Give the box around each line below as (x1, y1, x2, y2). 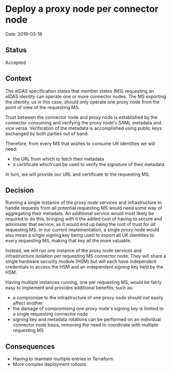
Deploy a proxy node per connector (5, 3, 159, 15)
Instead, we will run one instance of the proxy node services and (5, 247, 142, 254)
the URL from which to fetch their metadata (12, 156, 104, 162)
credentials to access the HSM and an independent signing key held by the (5, 264, 164, 270)
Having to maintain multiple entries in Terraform (12, 356, 114, 362)
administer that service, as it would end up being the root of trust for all (5, 221, 156, 228)
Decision (5, 185, 34, 195)
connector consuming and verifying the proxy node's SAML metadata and (5, 119, 161, 126)
